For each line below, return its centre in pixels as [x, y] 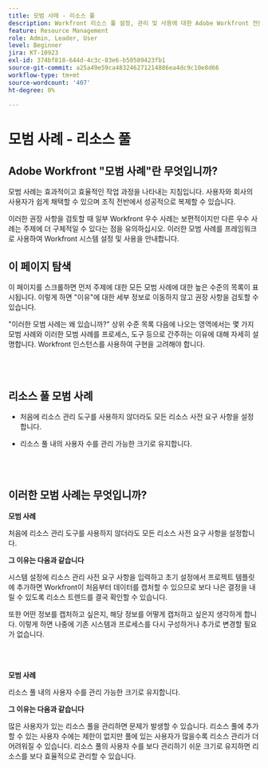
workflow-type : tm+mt [44, 75]
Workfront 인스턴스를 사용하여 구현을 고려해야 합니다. [122, 344]
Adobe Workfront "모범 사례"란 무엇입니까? [113, 171]
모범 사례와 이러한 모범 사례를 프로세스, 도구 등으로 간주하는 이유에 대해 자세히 [130, 334]
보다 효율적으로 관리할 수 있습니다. [83, 756]
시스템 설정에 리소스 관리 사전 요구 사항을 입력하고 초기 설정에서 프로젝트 [121, 577]
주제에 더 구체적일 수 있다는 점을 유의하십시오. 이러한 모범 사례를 [123, 229]
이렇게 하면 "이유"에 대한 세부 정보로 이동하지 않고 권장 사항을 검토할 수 [148, 298]
